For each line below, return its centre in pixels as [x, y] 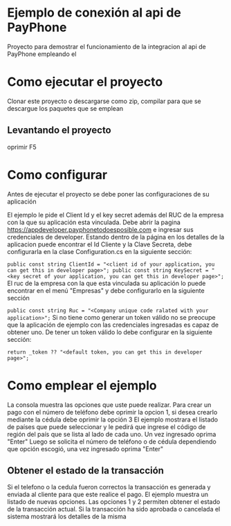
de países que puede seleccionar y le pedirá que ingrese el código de [107, 426]
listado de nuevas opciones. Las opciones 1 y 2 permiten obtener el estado [114, 502]
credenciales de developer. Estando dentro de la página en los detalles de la [116, 237]
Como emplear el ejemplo [82, 385]
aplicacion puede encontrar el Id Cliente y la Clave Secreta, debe [100, 244]
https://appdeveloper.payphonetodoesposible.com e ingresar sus [100, 229]
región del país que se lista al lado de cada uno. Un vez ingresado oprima [112, 434]
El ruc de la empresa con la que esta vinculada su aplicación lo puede [107, 283]
